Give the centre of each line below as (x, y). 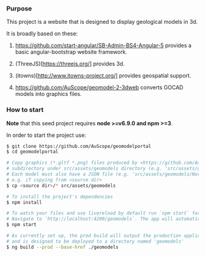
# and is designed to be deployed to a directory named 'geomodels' (95, 241)
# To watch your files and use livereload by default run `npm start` (98, 213)
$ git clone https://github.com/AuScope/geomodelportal (79, 146)
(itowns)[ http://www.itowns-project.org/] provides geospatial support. (103, 76)
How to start (25, 110)
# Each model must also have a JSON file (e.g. (68, 174)
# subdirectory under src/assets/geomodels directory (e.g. (85, 169)
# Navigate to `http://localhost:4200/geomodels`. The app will (90, 219)
